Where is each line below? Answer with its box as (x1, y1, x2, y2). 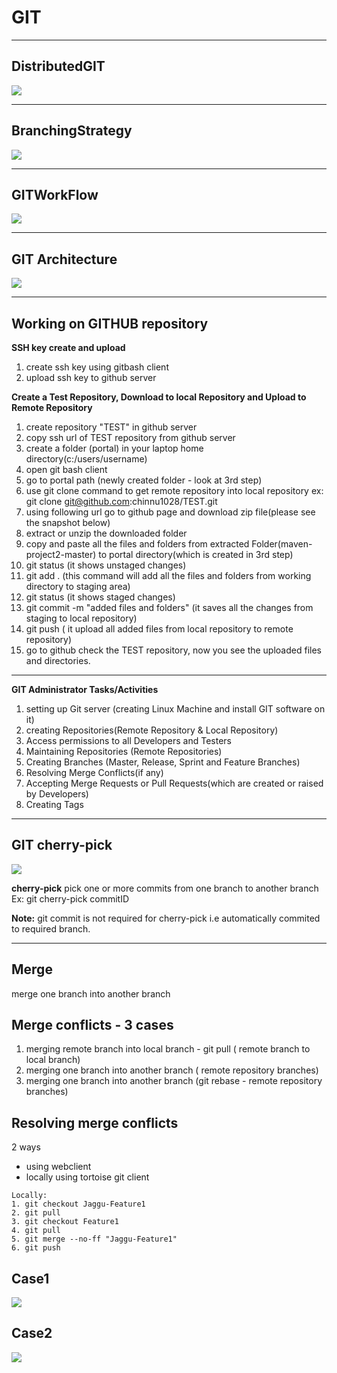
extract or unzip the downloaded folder (25, 527, 188, 539)
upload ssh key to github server (25, 372, 157, 383)
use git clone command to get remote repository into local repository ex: (25, 485, 324, 496)
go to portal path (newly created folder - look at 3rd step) (25, 474, 263, 486)
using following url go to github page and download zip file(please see (25, 506, 316, 518)
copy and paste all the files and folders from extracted (25, 538, 250, 550)
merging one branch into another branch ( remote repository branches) (25, 1064, 319, 1076)
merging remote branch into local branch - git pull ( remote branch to (25, 1043, 311, 1055)
